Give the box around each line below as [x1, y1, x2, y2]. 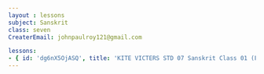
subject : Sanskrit [8, 19, 68, 26]
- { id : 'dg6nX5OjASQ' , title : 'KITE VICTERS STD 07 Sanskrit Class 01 [8, 55, 247, 62]
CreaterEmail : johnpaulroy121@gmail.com [8, 33, 143, 41]
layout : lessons [8, 11, 65, 19]
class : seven [8, 26, 51, 33]
